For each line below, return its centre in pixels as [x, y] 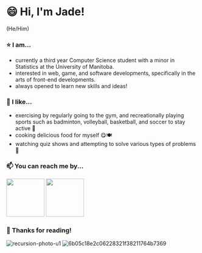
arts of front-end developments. [55, 80]
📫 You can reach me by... [45, 166]
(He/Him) [18, 29]
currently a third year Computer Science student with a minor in [95, 60]
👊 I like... [19, 102]
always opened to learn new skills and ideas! [71, 86]
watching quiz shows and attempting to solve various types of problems [106, 144]
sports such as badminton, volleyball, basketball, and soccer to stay [100, 122]
